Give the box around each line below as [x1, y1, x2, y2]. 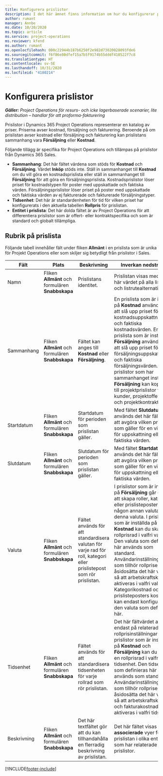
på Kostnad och [114, 642, 151, 649]
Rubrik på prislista [5, 232, 62, 240]
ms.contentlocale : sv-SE [5, 61, 55, 66]
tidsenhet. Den [114, 661, 147, 667]
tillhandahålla [78, 735, 108, 742]
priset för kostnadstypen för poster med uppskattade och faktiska [12, 181, 144, 187]
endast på [114, 624, 137, 631]
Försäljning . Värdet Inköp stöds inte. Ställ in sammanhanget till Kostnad [12, 166, 156, 172]
